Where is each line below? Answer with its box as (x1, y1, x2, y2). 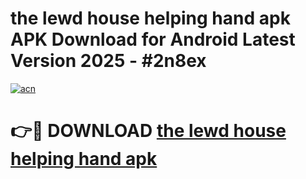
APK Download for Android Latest (10, 28, 296, 51)
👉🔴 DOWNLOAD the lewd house (10, 120, 287, 142)
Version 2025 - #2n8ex (10, 50, 207, 72)
